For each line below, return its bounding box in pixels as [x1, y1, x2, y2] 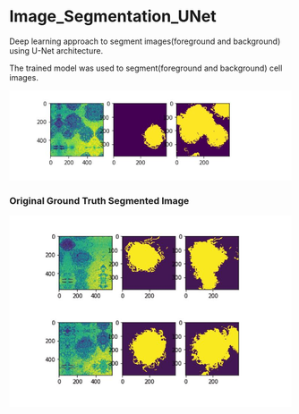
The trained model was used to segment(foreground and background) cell [9, 63, 283, 73]
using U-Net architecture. [9, 45, 104, 55]
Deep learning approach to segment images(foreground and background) [9, 36, 281, 46]
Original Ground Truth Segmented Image [9, 194, 190, 207]
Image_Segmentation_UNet [9, 6, 217, 27]
